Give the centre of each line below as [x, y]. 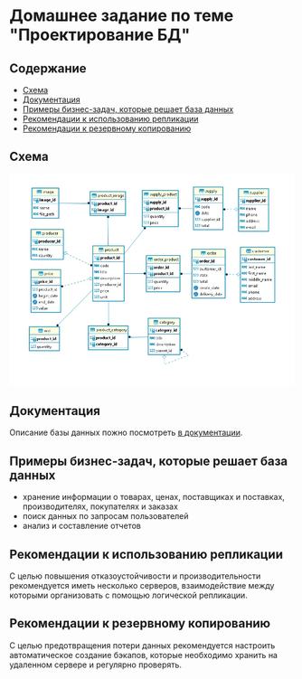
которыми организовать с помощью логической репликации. [129, 595]
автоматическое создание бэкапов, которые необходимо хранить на [144, 655]
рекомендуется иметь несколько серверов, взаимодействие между [142, 586]
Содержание [48, 68]
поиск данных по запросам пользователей [105, 516]
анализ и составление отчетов [82, 526]
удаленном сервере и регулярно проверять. [96, 665]
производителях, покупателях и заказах [100, 506]
